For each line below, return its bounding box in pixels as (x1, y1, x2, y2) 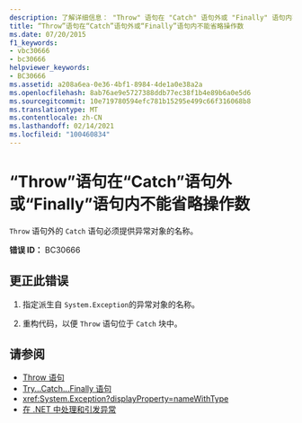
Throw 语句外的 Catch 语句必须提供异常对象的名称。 (9, 225, 199, 236)
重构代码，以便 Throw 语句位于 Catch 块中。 (22, 318, 182, 329)
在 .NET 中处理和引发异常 (22, 404, 117, 415)
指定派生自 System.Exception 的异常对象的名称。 (22, 298, 200, 310)
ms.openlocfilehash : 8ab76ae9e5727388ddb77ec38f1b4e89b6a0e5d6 (9, 88, 252, 97)
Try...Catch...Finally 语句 (22, 383, 112, 394)
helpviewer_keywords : (9, 64, 91, 73)
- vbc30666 (9, 47, 50, 56)
